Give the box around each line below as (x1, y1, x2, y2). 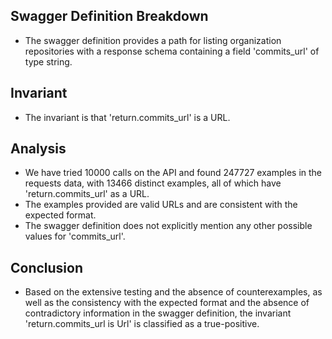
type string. (24, 55, 73, 68)
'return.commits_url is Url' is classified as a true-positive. (24, 318, 260, 330)
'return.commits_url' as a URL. (24, 188, 150, 200)
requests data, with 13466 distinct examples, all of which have (24, 177, 282, 189)
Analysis (10, 140, 67, 158)
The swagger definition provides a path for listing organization (24, 34, 282, 46)
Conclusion (10, 259, 84, 276)
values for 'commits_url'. (24, 230, 126, 243)
